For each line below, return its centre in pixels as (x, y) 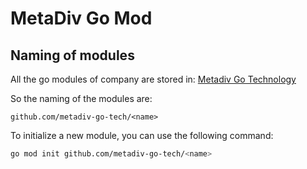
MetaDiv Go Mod (81, 18)
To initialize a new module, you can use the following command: (142, 135)
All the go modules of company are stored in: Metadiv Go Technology (153, 79)
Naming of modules (72, 55)
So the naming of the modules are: (81, 98)
